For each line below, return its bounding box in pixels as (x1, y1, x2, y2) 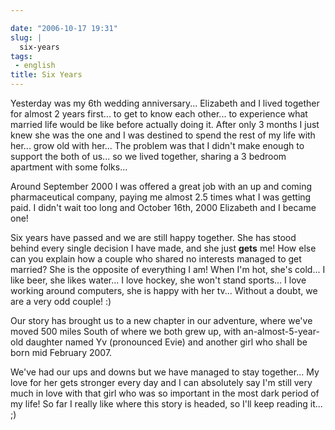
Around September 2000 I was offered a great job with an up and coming (10, 181, 313, 192)
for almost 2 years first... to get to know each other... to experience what (10, 108, 308, 120)
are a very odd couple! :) (10, 296, 112, 307)
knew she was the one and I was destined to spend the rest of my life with (10, 129, 316, 141)
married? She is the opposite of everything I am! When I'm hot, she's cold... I (10, 264, 326, 275)
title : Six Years (10, 70, 83, 80)
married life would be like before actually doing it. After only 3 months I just (10, 119, 320, 130)
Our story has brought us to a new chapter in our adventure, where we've (10, 315, 313, 326)
